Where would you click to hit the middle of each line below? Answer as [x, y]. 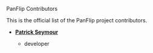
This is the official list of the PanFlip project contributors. [77, 20]
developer [37, 44]
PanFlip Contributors [32, 9]
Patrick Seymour [37, 32]
